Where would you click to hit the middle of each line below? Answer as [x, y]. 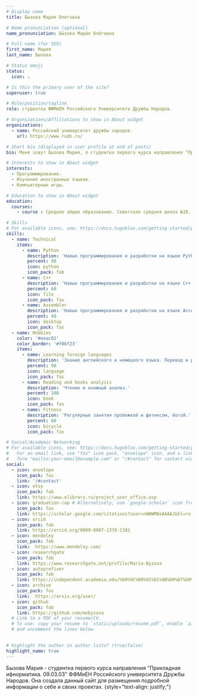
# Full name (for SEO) [34, 44]
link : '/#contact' [39, 481]
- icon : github [30, 602]
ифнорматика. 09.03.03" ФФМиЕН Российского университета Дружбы [95, 674]
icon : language [46, 371]
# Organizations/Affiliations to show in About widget [75, 120]
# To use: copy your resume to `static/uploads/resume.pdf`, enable [97, 624]
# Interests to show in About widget [52, 163]
